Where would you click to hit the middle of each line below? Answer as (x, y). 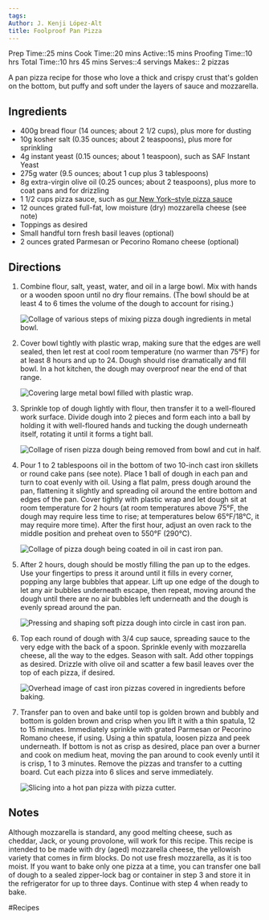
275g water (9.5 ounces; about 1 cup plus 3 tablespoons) (114, 174)
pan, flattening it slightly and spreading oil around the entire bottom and (139, 491)
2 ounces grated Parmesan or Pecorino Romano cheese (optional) (129, 242)
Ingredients (38, 111)
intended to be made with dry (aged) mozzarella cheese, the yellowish (124, 849)
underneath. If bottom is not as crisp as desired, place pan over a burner (140, 746)
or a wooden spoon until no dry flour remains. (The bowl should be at (134, 295)
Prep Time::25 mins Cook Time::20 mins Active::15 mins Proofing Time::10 (130, 54)
